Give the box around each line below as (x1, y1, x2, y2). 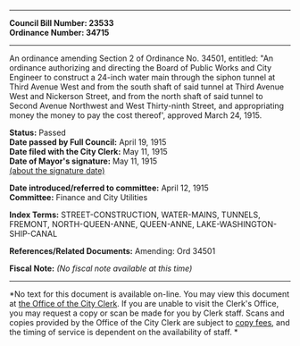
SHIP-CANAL (9, 229, 58, 239)
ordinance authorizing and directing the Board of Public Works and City (9, 63, 272, 72)
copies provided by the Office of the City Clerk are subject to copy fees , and (9, 317, 290, 327)
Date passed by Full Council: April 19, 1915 (9, 137, 167, 148)
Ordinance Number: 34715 (9, 28, 110, 38)
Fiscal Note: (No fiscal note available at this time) (9, 263, 193, 274)
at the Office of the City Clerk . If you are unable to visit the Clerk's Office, (9, 299, 279, 308)
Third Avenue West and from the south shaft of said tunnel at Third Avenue (9, 81, 284, 92)
